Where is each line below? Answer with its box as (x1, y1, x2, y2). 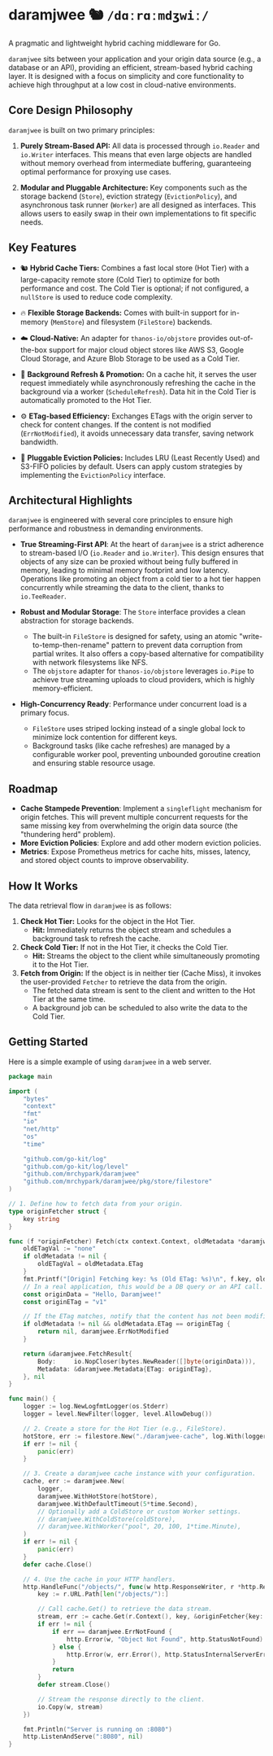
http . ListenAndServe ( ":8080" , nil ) (23, 1732, 144, 1741)
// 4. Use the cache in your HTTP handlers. (23, 1575, 176, 1583)
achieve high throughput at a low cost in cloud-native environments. (8, 80, 237, 90)
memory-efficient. (32, 684, 93, 694)
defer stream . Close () (37, 1681, 111, 1689)
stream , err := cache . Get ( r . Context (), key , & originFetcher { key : (37, 1613, 264, 1621)
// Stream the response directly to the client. (37, 1695, 206, 1703)
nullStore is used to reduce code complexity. (19, 291, 173, 301)
